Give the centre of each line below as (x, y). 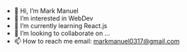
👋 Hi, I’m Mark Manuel (46, 11)
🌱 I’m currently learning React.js (61, 26)
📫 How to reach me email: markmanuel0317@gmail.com (97, 41)
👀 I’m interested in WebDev (53, 18)
